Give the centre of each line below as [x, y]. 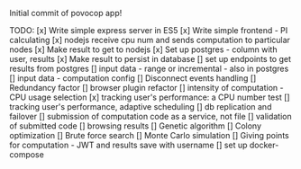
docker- [264, 145]
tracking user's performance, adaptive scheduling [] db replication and [141, 107]
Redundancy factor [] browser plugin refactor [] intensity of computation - [146, 88]
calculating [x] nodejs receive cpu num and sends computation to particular [150, 40]
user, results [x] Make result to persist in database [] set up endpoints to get [150, 59]
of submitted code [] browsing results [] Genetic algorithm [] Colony [136, 126]
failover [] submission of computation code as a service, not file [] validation [151, 116]
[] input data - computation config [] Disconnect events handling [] [133, 78]
